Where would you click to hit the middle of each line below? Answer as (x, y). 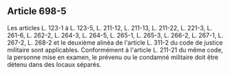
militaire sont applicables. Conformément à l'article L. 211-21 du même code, (115, 50)
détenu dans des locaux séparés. (54, 64)
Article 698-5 (37, 11)
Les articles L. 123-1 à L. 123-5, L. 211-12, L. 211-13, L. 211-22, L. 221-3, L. (110, 28)
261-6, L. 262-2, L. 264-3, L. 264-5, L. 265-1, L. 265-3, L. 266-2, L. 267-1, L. (115, 35)
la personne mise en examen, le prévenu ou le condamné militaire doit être (113, 57)
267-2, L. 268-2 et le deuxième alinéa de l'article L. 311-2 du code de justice (115, 42)
